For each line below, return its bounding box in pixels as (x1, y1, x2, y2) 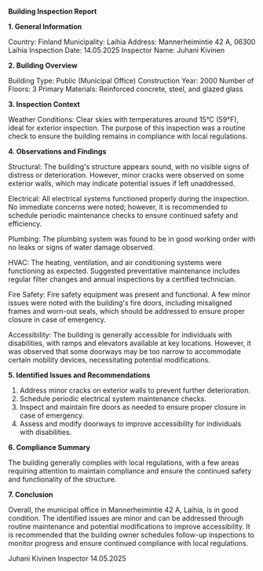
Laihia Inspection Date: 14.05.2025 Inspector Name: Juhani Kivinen (8, 46, 225, 54)
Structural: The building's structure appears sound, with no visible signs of (8, 162, 250, 171)
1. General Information (8, 22, 82, 31)
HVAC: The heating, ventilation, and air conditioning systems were (8, 258, 222, 267)
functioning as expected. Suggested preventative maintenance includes (8, 267, 241, 275)
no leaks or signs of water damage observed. (8, 243, 155, 252)
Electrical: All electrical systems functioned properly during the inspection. (8, 194, 250, 203)
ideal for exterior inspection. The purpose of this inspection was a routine (8, 123, 246, 132)
